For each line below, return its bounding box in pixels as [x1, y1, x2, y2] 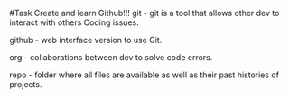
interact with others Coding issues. [9, 17, 139, 28]
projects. [9, 79, 42, 89]
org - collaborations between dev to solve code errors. [9, 52, 213, 62]
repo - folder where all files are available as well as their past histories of [9, 69, 280, 80]
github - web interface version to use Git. [9, 35, 163, 45]
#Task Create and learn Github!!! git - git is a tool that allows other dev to [9, 8, 280, 18]
